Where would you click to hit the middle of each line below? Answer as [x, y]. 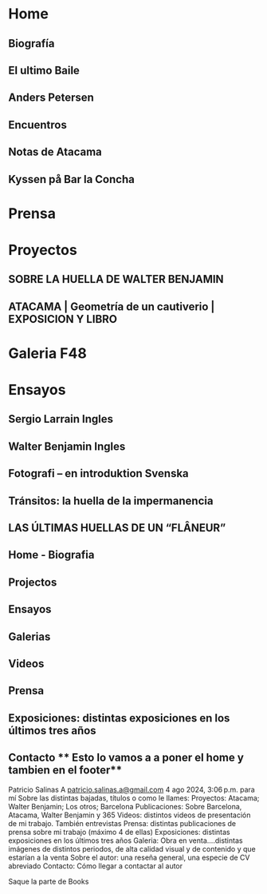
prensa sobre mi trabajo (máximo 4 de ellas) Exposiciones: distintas [119, 832]
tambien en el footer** [65, 771]
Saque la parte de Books [49, 881]
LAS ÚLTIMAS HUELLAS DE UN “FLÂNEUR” [117, 528]
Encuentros [38, 125]
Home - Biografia [51, 555]
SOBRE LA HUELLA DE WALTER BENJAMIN [116, 279]
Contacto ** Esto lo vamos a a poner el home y [126, 758]
